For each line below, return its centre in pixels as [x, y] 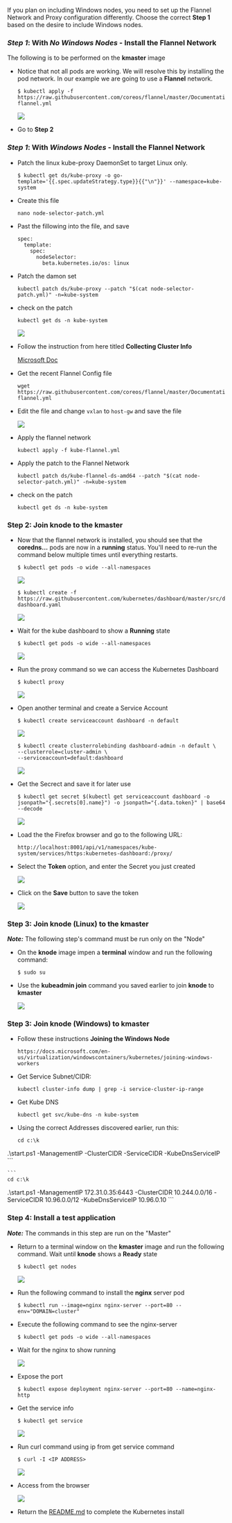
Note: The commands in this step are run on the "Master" [89, 1233]
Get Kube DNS [38, 1102]
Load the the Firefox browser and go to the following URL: [100, 834]
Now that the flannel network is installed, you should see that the [110, 540]
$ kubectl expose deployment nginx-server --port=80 [95, 1389]
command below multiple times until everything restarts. [97, 554]
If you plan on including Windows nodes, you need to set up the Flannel [109, 10]
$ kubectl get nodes [47, 1267]
